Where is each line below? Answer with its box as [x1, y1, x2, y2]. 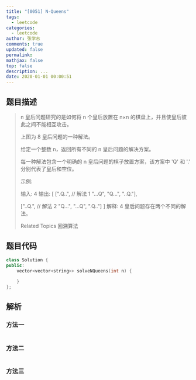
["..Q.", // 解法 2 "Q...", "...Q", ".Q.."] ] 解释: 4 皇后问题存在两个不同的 [20, 202, 181, 209]
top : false [6, 63, 33, 69]
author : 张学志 [6, 36, 40, 42]
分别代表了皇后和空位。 [20, 165, 77, 172]
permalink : [6, 52, 33, 58]
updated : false [6, 47, 43, 53]
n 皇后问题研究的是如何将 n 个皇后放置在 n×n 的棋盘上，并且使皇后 [20, 113, 182, 120]
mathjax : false [6, 57, 43, 63]
